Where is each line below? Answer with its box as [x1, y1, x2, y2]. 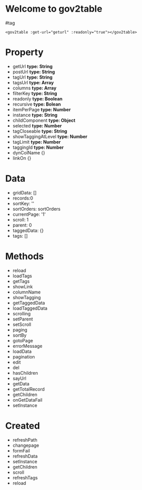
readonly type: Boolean [12, 95, 63, 102]
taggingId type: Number [12, 144, 64, 150]
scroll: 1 [12, 216, 29, 222]
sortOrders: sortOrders [12, 206, 61, 212]
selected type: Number [12, 122, 62, 128]
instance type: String [12, 112, 58, 118]
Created [5, 420, 40, 432]
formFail [12, 447, 30, 453]
